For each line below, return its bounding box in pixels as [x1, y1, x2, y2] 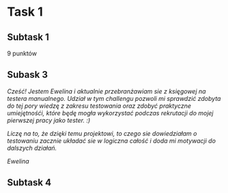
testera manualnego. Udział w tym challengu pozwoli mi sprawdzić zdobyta [7, 94, 221, 102]
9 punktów [7, 49, 38, 57]
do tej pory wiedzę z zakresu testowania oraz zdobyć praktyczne [7, 102, 192, 110]
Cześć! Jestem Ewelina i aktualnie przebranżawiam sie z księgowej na [7, 87, 206, 95]
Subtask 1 [7, 31, 50, 43]
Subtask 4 [7, 177, 52, 188]
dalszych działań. [7, 144, 57, 152]
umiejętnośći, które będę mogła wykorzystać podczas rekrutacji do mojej [7, 108, 214, 117]
